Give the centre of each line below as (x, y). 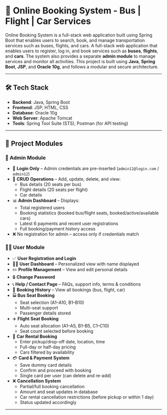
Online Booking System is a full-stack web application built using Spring (79, 35)
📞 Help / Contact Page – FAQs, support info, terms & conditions (77, 284)
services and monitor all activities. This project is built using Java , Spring (80, 61)
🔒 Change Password (34, 277)
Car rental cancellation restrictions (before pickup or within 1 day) (87, 397)
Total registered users (42, 208)
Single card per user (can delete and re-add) (66, 375)
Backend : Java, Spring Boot (41, 102)
